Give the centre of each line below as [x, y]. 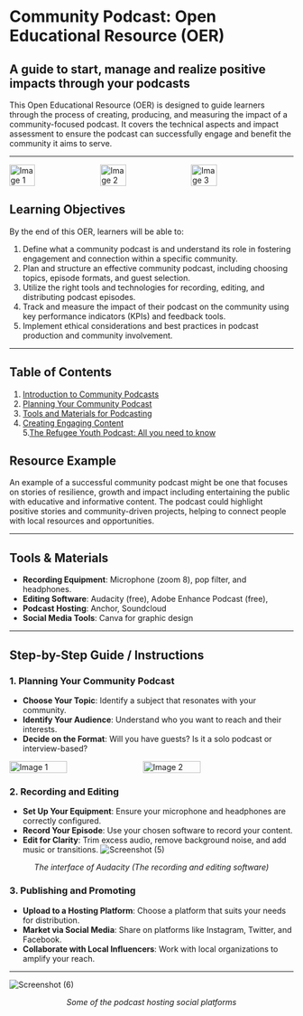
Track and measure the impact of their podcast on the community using [156, 306]
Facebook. [42, 939]
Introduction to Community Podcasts [91, 394]
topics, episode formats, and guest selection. [106, 278]
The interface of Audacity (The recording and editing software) [151, 867]
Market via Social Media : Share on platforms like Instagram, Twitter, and [157, 929]
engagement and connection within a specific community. [130, 259]
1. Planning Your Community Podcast [92, 681]
